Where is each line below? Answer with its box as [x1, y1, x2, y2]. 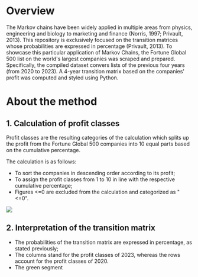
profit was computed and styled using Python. [6, 74, 119, 81]
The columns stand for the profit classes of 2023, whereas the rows [14, 251, 180, 258]
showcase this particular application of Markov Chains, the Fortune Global [6, 49, 187, 56]
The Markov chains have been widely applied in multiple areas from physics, [6, 24, 193, 31]
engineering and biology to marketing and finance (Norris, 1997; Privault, [6, 30, 183, 37]
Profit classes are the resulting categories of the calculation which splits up [6, 134, 189, 141]
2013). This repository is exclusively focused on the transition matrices [6, 36, 178, 43]
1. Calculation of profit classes [6, 118, 120, 128]
